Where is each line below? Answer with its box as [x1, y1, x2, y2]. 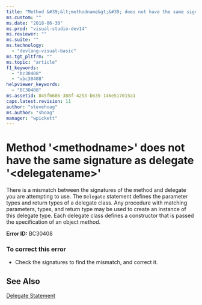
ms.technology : [6, 43, 44, 49]
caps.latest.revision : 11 [6, 98, 71, 104]
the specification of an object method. [6, 218, 101, 226]
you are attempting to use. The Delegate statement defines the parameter [6, 193, 188, 200]
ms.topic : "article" [6, 59, 58, 65]
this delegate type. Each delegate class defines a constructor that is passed [6, 212, 194, 220]
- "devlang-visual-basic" [11, 48, 77, 54]
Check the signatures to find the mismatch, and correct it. [14, 259, 158, 266]
